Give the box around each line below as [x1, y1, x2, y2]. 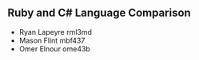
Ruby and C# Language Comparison [7, 6, 191, 20]
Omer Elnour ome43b [18, 43, 91, 54]
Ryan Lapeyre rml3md [18, 27, 93, 36]
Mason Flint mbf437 [18, 36, 86, 45]
